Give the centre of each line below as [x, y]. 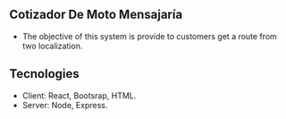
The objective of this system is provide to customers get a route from [149, 36]
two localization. [52, 46]
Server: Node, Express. [65, 105]
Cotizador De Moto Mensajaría [96, 15]
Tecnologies [44, 74]
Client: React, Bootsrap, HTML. [79, 95]
